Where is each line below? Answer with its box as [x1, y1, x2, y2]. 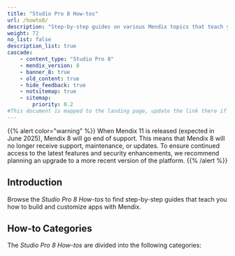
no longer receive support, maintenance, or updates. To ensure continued [7, 141, 220, 150]
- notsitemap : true [20, 88, 77, 95]
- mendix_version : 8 [20, 62, 80, 69]
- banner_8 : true [20, 68, 71, 75]
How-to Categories [7, 223, 92, 234]
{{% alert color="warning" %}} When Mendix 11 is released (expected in [7, 126, 215, 135]
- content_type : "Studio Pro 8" [20, 56, 114, 63]
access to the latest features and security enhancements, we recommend [7, 149, 220, 157]
